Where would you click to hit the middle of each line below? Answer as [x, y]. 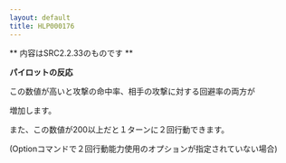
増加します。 [33, 110]
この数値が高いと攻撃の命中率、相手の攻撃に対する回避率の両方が [132, 91]
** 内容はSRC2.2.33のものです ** [71, 53]
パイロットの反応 [41, 72]
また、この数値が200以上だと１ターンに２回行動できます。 [119, 129]
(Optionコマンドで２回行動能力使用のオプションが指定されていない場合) [143, 149]
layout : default [40, 18]
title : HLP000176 [42, 26]
